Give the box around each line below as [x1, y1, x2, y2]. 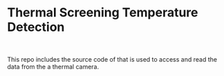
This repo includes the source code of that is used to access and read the [7, 55, 218, 63]
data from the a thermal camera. [7, 62, 100, 71]
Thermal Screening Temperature [7, 5, 198, 21]
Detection [7, 19, 65, 35]
